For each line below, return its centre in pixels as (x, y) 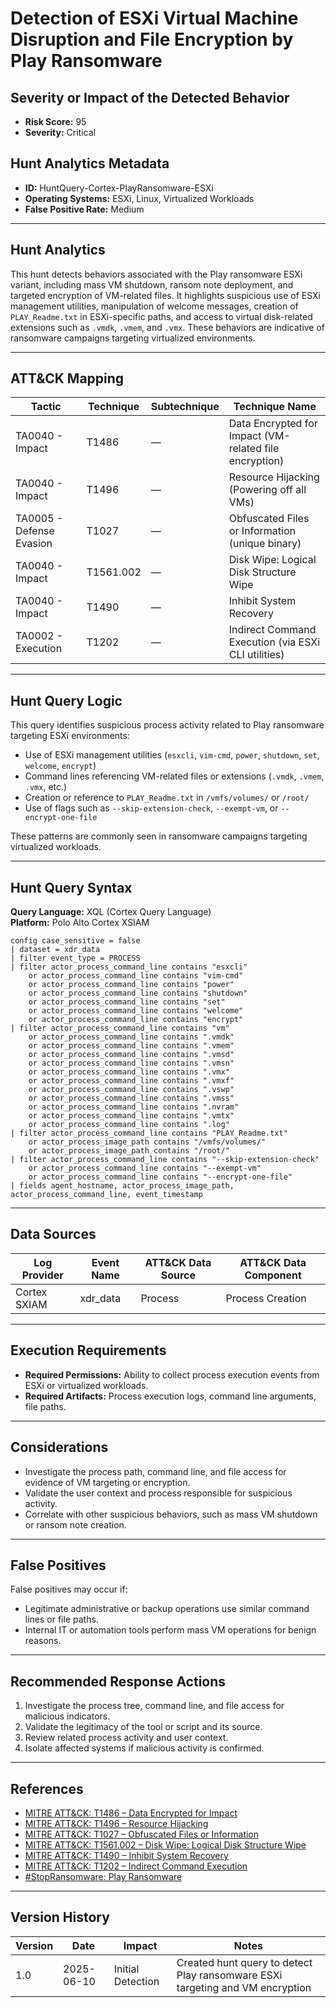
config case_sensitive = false (75, 941)
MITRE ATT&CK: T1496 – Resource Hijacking (116, 1823)
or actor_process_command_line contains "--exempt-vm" (145, 1168)
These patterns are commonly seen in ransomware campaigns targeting (159, 836)
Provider (42, 1275)
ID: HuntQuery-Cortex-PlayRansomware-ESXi (119, 188)
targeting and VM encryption (244, 1987)
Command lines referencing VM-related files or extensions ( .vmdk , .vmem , (174, 776)
